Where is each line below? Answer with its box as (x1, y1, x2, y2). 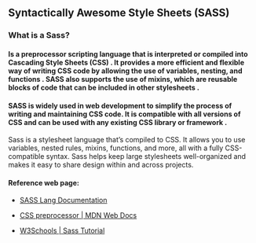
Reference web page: (8, 178, 80, 187)
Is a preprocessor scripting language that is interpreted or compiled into (8, 49, 248, 58)
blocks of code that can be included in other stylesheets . (8, 83, 200, 92)
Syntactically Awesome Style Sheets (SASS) (8, 6, 230, 20)
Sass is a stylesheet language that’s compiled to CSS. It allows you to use (8, 135, 246, 145)
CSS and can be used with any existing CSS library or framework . (8, 117, 228, 127)
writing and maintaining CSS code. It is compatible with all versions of (8, 109, 241, 119)
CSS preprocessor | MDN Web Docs (19, 211, 137, 220)
